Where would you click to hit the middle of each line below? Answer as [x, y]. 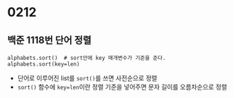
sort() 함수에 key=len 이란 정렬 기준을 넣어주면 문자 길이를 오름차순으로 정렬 [122, 87]
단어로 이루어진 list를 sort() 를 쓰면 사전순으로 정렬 [87, 78]
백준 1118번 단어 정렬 [49, 40]
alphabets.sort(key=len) [44, 64]
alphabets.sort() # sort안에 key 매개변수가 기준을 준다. [87, 58]
